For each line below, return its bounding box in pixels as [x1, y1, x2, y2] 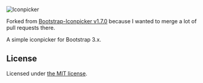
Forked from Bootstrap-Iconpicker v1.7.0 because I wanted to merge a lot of [6, 18, 197, 24]
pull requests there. [6, 24, 56, 31]
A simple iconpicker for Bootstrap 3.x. [6, 36, 102, 43]
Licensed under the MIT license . [6, 70, 87, 77]
